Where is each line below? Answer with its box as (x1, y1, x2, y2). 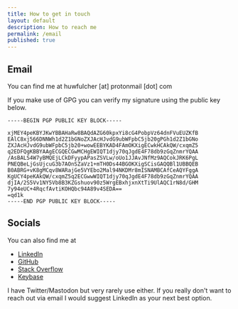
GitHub (17, 257, 39, 266)
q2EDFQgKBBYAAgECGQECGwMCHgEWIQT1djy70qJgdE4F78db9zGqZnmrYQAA (7, 148, 199, 155)
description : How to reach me (7, 23, 97, 31)
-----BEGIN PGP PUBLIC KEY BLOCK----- (7, 116, 122, 124)
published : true (7, 37, 55, 44)
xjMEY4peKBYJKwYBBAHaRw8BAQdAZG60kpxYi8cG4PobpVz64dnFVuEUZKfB (7, 129, 199, 136)
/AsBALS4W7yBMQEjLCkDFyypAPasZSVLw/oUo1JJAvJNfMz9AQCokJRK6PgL (7, 154, 199, 161)
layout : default (7, 17, 55, 24)
